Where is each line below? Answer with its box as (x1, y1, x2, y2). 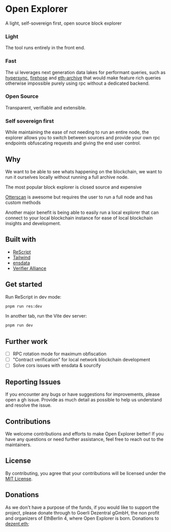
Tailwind (12, 254, 31, 260)
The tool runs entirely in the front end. (5, 45, 85, 51)
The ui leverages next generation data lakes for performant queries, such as (5, 69, 166, 75)
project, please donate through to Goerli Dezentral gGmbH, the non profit (5, 509, 160, 516)
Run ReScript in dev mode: (5, 293, 61, 300)
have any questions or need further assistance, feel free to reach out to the (5, 436, 164, 442)
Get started (5, 280, 42, 289)
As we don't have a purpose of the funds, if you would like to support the (5, 504, 160, 510)
